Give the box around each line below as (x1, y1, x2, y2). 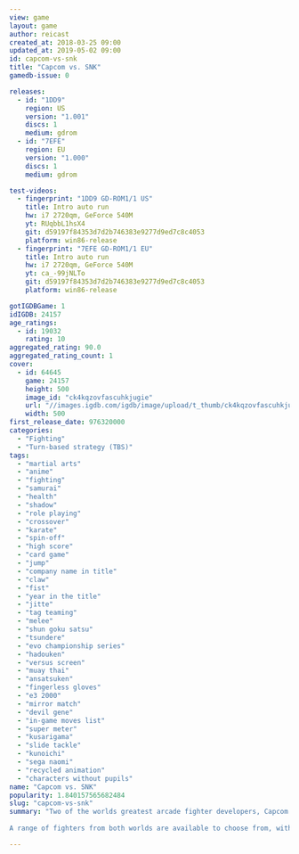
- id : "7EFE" (17, 137, 66, 146)
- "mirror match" (17, 699, 82, 709)
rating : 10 (25, 335, 66, 344)
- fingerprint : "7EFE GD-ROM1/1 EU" (17, 244, 153, 253)
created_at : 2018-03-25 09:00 (9, 37, 122, 47)
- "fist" (17, 583, 50, 593)
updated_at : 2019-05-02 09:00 (9, 46, 122, 55)
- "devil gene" (17, 708, 74, 717)
